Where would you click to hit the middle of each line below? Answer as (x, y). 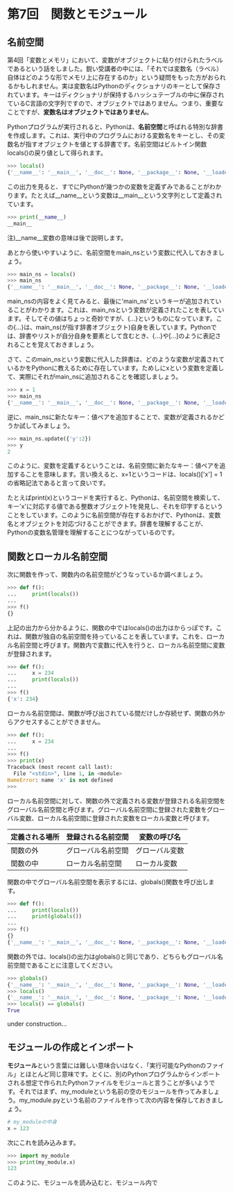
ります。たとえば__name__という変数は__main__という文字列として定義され (115, 195)
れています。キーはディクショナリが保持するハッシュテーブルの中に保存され (116, 95)
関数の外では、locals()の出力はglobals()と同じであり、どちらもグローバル (112, 956)
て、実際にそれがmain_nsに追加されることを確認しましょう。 (95, 377)
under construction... (37, 1024)
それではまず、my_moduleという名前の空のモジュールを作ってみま (113, 1091)
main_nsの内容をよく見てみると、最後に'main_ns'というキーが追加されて (112, 301)
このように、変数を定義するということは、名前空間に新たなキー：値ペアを (113, 466)
